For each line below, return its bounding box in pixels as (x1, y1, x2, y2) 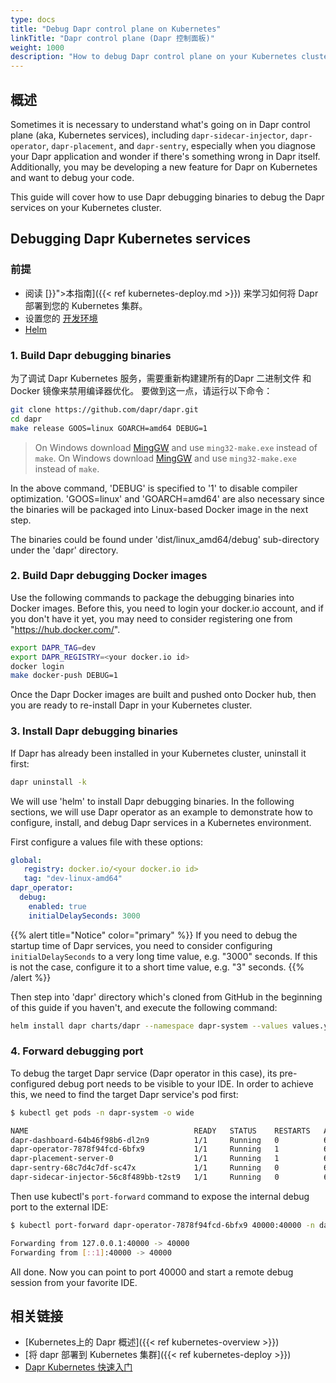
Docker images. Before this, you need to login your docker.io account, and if (10, 602, 324, 614)
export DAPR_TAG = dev (10, 642, 97, 653)
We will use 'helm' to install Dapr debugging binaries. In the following (10, 795, 295, 807)
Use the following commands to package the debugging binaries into (10, 591, 295, 603)
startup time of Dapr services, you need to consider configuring (10, 939, 273, 951)
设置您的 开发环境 (24, 312, 98, 324)
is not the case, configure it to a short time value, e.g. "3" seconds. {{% (10, 961, 305, 973)
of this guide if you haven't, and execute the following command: (10, 1001, 278, 1013)
